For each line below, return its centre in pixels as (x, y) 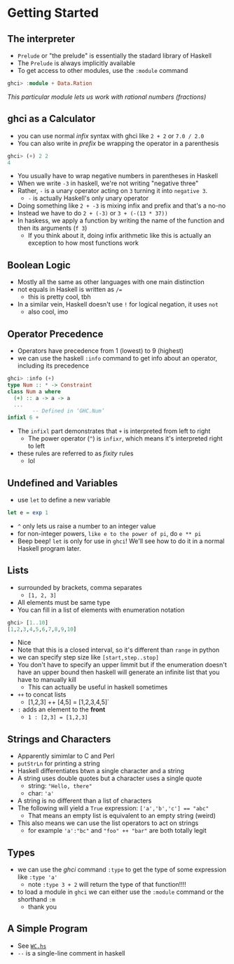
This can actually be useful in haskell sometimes (98, 687)
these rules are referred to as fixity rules (75, 453)
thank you (42, 907)
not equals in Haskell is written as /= (70, 290)
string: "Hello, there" (60, 786)
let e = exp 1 (28, 513)
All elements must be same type (64, 602)
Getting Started (53, 13)
